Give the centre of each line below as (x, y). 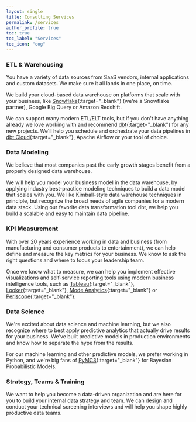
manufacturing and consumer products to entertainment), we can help (91, 248)
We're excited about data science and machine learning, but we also (88, 324)
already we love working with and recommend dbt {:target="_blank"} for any (97, 125)
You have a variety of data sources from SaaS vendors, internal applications (97, 77)
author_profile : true (32, 28)
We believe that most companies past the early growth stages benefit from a (98, 165)
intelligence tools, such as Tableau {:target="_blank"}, (70, 283)
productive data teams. (34, 413)
